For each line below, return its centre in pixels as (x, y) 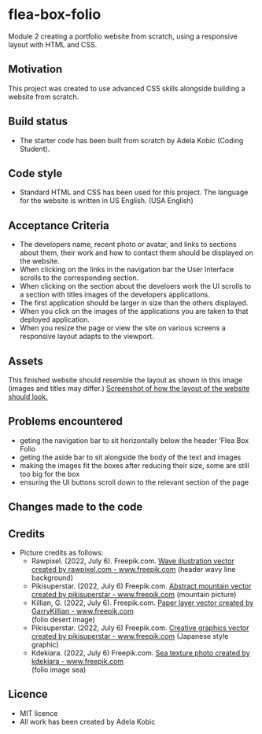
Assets (26, 361)
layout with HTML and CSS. (53, 44)
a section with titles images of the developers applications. (115, 295)
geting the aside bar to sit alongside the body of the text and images (130, 457)
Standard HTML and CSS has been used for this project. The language (134, 192)
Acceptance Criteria (59, 225)
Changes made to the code (76, 507)
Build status (38, 122)
